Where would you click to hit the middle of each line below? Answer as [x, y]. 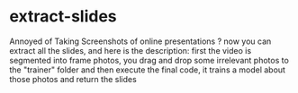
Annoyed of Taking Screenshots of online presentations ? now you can [140, 41]
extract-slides [63, 17]
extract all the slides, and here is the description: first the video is [131, 50]
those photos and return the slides [73, 79]
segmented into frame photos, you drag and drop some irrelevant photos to [149, 60]
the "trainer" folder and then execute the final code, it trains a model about [148, 70]
